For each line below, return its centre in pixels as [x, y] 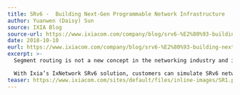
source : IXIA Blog [35, 27]
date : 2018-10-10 [33, 41]
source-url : [25, 34]
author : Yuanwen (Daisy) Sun [51, 21]
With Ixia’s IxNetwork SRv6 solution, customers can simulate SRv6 [116, 73]
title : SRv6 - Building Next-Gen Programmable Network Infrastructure [116, 14]
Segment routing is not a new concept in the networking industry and [121, 61]
